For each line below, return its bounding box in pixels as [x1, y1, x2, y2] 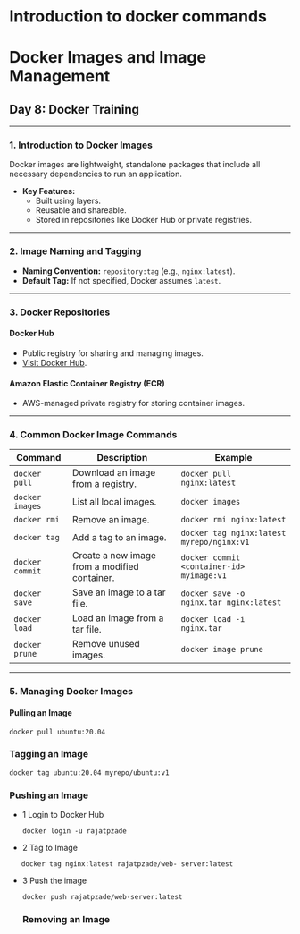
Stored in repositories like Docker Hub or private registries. [35, 215, 253, 225]
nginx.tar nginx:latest [180, 598, 282, 607]
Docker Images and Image [9, 47, 207, 68]
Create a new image [71, 549, 156, 562]
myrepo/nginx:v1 [180, 537, 250, 548]
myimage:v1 [180, 571, 228, 581]
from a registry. [71, 478, 137, 490]
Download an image [71, 467, 156, 480]
